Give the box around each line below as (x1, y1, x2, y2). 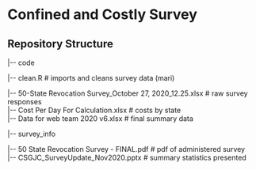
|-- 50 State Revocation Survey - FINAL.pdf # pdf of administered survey (7, 145, 246, 153)
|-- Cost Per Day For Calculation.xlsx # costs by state (7, 105, 181, 115)
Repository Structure (7, 37, 114, 51)
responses (7, 97, 42, 106)
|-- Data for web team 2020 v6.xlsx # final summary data (7, 114, 193, 123)
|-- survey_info (7, 129, 56, 138)
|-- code (7, 58, 35, 67)
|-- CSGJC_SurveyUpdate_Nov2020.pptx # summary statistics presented (7, 153, 246, 162)
